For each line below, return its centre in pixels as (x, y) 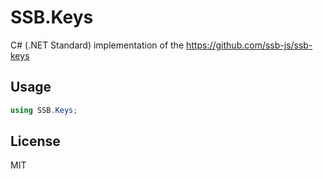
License (35, 141)
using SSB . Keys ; (44, 110)
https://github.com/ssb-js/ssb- (249, 45)
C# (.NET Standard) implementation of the (97, 45)
